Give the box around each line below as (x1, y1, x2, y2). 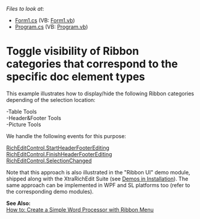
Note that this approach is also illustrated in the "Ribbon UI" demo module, (6, 168, 190, 176)
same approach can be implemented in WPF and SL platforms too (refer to (6, 181, 190, 189)
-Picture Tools (6, 121, 41, 128)
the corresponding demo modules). (6, 188, 94, 195)
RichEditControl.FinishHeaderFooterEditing (6, 150, 112, 157)
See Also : (6, 199, 31, 207)
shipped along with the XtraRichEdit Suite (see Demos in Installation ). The (6, 175, 189, 182)
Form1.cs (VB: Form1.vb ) (14, 17, 75, 24)
